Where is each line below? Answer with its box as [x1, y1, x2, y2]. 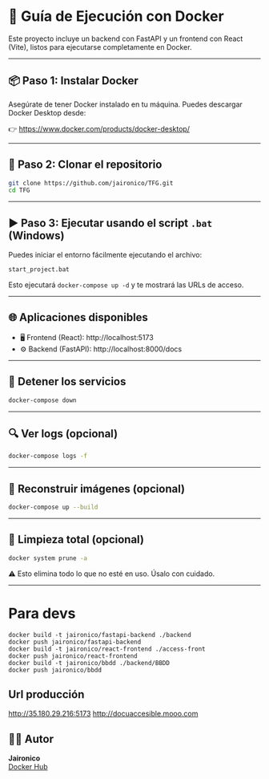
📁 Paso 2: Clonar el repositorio [8, 158, 163, 172]
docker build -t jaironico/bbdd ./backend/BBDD [8, 659, 171, 667]
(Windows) [8, 229, 65, 242]
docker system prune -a [8, 554, 88, 562]
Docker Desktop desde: [8, 108, 86, 117]
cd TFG [8, 186, 30, 195]
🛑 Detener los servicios [8, 375, 126, 388]
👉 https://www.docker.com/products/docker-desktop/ [8, 124, 191, 133]
